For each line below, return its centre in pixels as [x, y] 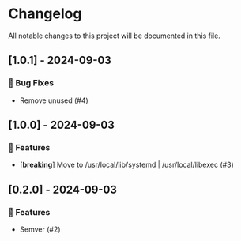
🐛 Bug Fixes [31, 83]
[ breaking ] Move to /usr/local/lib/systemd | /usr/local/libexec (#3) [127, 165]
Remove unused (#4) [54, 100]
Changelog [45, 14]
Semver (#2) [40, 229]
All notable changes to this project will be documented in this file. [115, 36]
